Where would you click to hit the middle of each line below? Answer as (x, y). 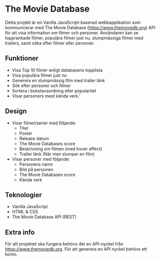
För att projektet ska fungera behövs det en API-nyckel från (64, 244)
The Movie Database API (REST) (44, 217)
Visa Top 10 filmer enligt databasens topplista (57, 70)
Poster (26, 133)
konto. (11, 254)
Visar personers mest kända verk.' (46, 96)
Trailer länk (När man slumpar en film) (57, 154)
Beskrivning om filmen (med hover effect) (61, 149)
